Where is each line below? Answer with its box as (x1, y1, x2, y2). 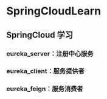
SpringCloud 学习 (6, 30, 74, 40)
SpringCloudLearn (6, 4, 102, 18)
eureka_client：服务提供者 (6, 67, 85, 75)
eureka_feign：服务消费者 (6, 85, 83, 93)
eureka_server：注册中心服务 (6, 49, 94, 58)
